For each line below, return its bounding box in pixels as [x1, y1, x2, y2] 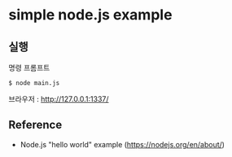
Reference [8, 118, 63, 132]
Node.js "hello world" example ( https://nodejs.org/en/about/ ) [20, 139, 225, 149]
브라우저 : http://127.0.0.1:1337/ [8, 95, 109, 104]
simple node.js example [8, 6, 173, 24]
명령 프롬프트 [8, 63, 50, 72]
